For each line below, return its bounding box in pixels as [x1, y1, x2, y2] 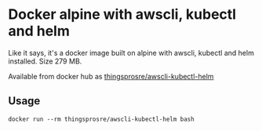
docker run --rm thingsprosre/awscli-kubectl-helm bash [8, 115, 195, 123]
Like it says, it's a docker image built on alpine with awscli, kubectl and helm [8, 48, 255, 57]
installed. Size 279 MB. [8, 56, 82, 66]
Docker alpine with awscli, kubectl [8, 5, 237, 24]
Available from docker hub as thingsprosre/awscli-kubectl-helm [8, 71, 214, 81]
